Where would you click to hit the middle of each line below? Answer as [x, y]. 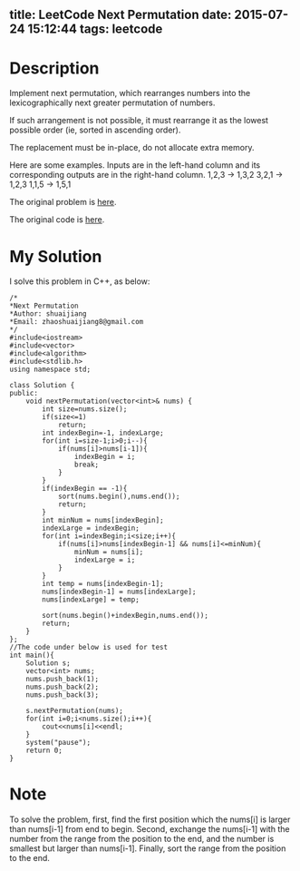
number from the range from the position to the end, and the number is [142, 839]
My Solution [56, 256]
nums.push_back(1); [63, 680]
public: [24, 394]
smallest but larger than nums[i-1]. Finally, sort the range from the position [148, 848]
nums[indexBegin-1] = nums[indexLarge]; [119, 592]
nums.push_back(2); [63, 687]
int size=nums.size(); [85, 409]
